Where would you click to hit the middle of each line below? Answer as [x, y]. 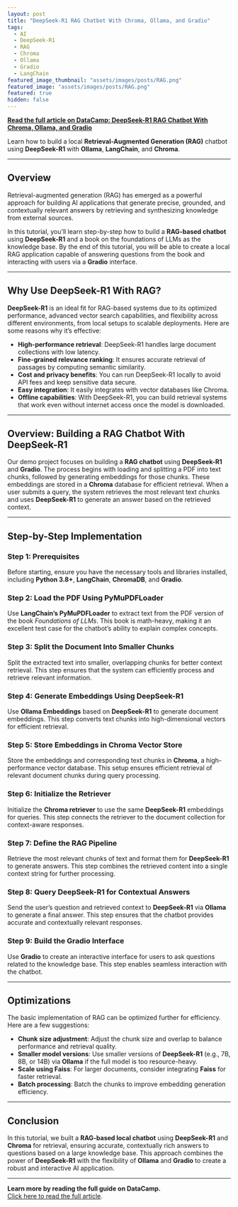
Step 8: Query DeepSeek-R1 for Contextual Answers [99, 891]
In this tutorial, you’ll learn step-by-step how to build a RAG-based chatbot [117, 231]
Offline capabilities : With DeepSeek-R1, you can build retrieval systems [122, 397]
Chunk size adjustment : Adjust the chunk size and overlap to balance [120, 1039]
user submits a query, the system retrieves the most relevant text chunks [114, 492]
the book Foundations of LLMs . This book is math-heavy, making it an [109, 621]
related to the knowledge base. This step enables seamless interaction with [117, 964]
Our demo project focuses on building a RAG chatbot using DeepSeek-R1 [115, 462]
